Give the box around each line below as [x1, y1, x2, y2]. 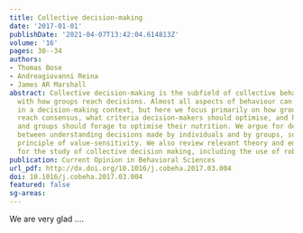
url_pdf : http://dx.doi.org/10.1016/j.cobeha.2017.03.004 [9, 164, 232, 173]
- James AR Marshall [9, 80, 87, 89]
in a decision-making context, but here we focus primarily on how [17, 105, 277, 114]
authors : [9, 55, 42, 64]
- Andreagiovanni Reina [9, 72, 99, 81]
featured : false [9, 181, 70, 190]
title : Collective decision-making [9, 13, 143, 22]
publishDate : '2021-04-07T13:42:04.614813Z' [9, 30, 179, 39]
